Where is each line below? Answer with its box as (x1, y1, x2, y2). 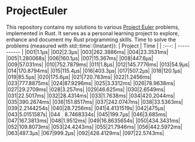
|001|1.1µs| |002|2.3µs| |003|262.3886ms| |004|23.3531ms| (25, 48, 169, 55)
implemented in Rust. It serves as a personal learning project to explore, (6, 29, 180, 36)
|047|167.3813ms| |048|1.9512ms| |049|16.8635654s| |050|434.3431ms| (6, 117, 180, 124)
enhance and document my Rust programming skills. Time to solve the (6, 36, 176, 43)
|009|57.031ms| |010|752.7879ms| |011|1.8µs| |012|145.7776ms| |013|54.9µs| (6, 60, 190, 68)
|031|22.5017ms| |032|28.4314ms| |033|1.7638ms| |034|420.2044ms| (6, 92, 176, 99)
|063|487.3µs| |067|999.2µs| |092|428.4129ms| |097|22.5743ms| (6, 129, 165, 136)
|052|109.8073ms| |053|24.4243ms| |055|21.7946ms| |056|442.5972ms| (6, 123, 183, 130)
